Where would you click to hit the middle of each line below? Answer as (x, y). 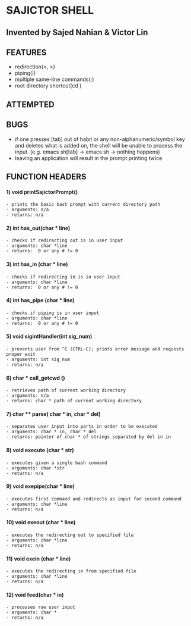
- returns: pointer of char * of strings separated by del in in (88, 437)
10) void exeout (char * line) (41, 522)
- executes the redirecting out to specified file (70, 535)
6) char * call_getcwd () (36, 378)
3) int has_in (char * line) (37, 264)
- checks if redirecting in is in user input (63, 277)
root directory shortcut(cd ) (48, 86)
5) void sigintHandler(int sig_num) (49, 336)
